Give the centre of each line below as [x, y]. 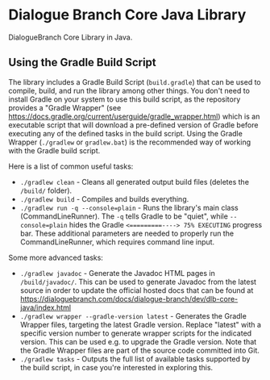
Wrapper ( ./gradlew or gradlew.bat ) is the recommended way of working [130, 142]
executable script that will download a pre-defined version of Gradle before [133, 125]
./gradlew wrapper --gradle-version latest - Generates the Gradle [133, 315]
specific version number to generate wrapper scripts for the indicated [136, 333]
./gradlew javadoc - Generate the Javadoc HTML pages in [117, 273]
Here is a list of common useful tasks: [71, 166]
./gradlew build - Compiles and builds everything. [104, 198]
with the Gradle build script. [54, 150]
